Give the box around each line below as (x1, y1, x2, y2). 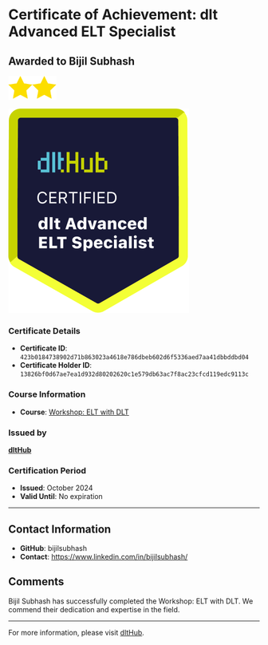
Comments (8, 575, 65, 588)
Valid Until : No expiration (19, 492, 104, 501)
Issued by (8, 427, 47, 438)
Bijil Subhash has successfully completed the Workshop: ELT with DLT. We (8, 596, 254, 606)
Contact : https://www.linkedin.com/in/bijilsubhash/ (19, 552, 188, 561)
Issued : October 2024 (19, 483, 93, 493)
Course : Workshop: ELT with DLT (19, 407, 129, 417)
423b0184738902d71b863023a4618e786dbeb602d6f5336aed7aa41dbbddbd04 (19, 354, 249, 362)
